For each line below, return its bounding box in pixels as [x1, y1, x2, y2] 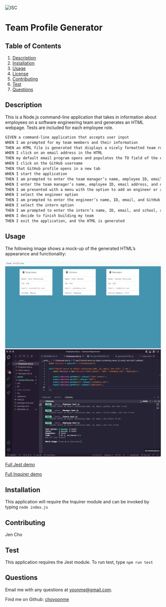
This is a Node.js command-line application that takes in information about [5, 114, 157, 120]
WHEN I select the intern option [5, 203, 74, 208]
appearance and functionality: [5, 250, 67, 256]
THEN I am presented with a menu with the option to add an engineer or [5, 187, 158, 192]
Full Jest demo [5, 462, 36, 468]
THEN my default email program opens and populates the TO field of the [5, 156, 158, 161]
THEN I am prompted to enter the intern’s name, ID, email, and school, [5, 208, 158, 213]
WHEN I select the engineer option [5, 192, 79, 197]
